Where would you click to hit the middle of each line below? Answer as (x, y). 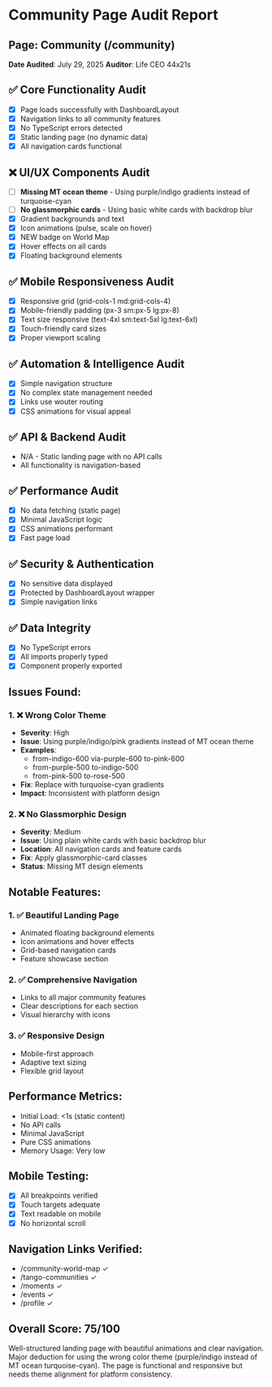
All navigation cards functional (71, 146)
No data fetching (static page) (70, 510)
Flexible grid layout (52, 1071)
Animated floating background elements (87, 933)
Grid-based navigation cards (68, 950)
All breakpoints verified (59, 1195)
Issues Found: (45, 692)
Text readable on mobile (60, 1214)
